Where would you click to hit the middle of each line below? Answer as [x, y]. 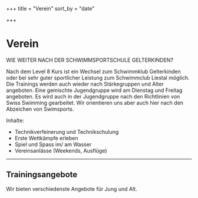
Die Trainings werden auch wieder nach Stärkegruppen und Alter [85, 84]
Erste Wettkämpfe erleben [46, 138]
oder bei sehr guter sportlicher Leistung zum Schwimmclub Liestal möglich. [98, 77]
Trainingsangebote [42, 175]
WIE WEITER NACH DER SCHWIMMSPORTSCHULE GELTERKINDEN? [90, 60]
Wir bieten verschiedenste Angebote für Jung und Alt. [72, 189]
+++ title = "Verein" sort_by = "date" [50, 9]
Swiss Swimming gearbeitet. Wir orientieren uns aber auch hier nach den [95, 103]
